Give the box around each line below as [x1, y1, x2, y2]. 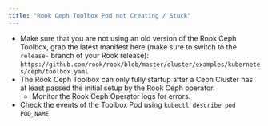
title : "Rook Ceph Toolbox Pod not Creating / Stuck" [8, 11, 192, 20]
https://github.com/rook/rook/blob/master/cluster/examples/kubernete [19, 61, 261, 69]
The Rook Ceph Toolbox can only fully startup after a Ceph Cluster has [19, 74, 254, 84]
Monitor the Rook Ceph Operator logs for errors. [31, 91, 191, 100]
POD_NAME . [19, 108, 52, 118]
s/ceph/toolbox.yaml [19, 67, 89, 76]
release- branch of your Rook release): [19, 50, 150, 60]
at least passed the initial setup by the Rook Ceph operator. [19, 83, 215, 93]
